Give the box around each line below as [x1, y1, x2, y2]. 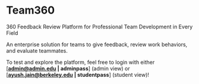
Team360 [6, 4, 55, 17]
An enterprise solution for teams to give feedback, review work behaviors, [6, 41, 188, 48]
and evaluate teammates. [6, 47, 68, 54]
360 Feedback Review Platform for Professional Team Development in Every [6, 23, 193, 30]
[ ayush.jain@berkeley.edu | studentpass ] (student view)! [6, 71, 150, 78]
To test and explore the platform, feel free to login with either [6, 59, 155, 66]
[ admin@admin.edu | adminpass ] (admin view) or [6, 64, 130, 72]
